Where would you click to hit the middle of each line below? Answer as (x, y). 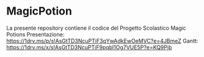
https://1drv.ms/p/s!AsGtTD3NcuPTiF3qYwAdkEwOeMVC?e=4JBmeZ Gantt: (102, 41)
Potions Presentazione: (35, 34)
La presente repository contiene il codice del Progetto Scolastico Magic (96, 28)
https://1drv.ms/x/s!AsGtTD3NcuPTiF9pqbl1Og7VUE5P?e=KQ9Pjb (89, 47)
